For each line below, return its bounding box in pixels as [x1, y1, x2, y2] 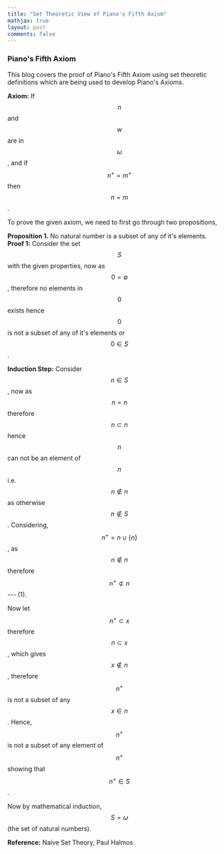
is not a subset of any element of [7, 741, 104, 750]
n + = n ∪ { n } [101, 532, 138, 542]
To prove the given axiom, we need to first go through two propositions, [7, 218, 218, 227]
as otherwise [7, 499, 46, 507]
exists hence [7, 306, 45, 315]
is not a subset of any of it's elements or [7, 329, 126, 337]
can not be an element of [7, 454, 81, 462]
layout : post [7, 24, 46, 31]
